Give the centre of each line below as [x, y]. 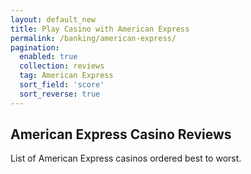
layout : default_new [53, 19]
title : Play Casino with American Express [100, 29]
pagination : [35, 47]
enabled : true [48, 57]
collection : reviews [62, 66]
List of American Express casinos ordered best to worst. [126, 158]
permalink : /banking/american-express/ [93, 38]
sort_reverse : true [60, 94]
